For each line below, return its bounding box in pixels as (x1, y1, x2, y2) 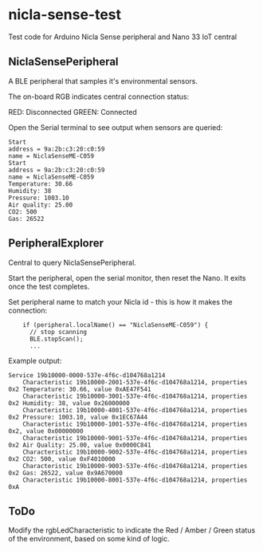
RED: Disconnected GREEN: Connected (8, 107, 137, 116)
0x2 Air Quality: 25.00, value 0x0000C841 (8, 441, 151, 449)
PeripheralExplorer (8, 237, 104, 250)
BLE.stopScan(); (29, 335, 84, 343)
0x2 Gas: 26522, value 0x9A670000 (8, 469, 124, 477)
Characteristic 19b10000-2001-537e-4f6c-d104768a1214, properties (22, 378, 248, 386)
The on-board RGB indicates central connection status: (8, 92, 190, 101)
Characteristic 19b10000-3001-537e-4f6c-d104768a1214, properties (22, 392, 248, 400)
